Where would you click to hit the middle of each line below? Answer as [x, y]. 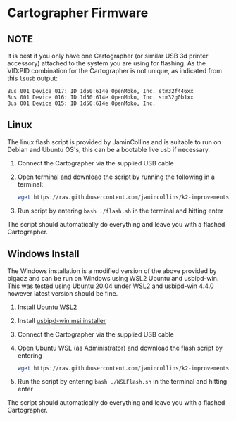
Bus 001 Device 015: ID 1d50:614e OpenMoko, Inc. [82, 103]
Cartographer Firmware [78, 13]
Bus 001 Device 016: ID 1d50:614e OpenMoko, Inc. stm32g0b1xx [100, 97]
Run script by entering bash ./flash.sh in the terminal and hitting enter [120, 210]
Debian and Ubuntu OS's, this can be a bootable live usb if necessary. [108, 149]
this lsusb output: [33, 78]
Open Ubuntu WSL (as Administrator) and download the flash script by [120, 348]
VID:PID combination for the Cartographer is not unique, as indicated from [114, 71]
